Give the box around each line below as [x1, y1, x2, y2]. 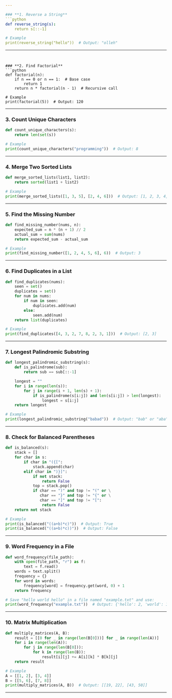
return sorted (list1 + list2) [14, 180, 79, 185]
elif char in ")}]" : [24, 469, 68, 474]
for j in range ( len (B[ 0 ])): [24, 645, 83, 650]
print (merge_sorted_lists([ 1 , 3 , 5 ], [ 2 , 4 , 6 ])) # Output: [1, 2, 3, [5, 193, 161, 199]
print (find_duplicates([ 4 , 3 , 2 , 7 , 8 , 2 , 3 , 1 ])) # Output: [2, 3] [5, 331, 157, 336]
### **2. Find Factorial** [5, 64, 63, 69]
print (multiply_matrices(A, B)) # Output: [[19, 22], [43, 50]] [5, 683, 147, 688]
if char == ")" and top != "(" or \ [32, 488, 111, 493]
